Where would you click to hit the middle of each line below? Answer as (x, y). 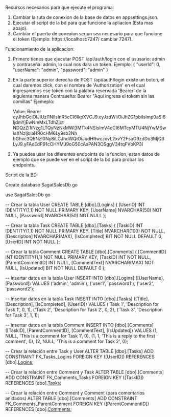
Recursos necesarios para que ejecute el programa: (60, 7)
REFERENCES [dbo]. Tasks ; (33, 383)
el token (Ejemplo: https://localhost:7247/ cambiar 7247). (72, 39)
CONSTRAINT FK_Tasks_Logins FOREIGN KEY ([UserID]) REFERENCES (80, 357)
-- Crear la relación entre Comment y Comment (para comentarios (75, 393)
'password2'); (20, 289)
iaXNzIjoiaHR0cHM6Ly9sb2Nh (45, 133)
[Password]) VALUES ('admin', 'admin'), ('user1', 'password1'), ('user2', (80, 283)
